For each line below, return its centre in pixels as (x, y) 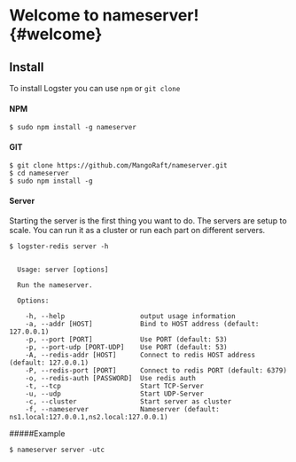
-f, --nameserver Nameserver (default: (122, 409)
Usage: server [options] (63, 270)
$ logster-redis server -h (59, 246)
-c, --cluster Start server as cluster (129, 401)
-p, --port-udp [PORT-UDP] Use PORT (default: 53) (126, 347)
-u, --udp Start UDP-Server (114, 394)
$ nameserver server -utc (57, 450)
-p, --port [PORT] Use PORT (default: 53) (126, 339)
